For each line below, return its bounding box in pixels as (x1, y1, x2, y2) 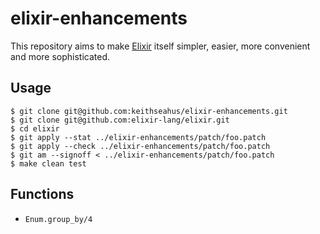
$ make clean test (10, 158, 87, 169)
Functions (10, 186, 75, 203)
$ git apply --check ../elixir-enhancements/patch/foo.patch (10, 141, 271, 151)
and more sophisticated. (10, 50, 111, 62)
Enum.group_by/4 (24, 214, 93, 224)
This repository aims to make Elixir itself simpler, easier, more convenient (10, 40, 311, 52)
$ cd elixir (10, 123, 60, 134)
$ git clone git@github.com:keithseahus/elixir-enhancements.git (10, 106, 288, 116)
